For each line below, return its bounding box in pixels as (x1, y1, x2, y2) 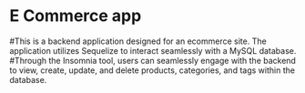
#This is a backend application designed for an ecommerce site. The (9, 36, 267, 46)
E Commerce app (9, 5, 142, 26)
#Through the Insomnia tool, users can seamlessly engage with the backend (9, 55, 296, 66)
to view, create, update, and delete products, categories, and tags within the (9, 65, 296, 76)
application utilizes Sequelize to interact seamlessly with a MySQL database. (9, 45, 297, 56)
